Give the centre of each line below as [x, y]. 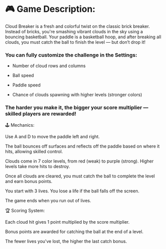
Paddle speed [27, 85]
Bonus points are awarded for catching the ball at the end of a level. [74, 232]
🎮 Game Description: [50, 9]
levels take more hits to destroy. [38, 166]
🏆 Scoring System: [25, 210]
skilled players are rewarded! [41, 114]
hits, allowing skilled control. [34, 151]
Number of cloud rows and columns [49, 66]
